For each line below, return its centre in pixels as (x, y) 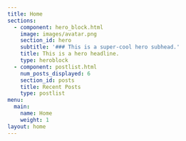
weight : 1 (35, 120)
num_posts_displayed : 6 (56, 73)
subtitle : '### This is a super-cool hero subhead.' (100, 47)
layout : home (27, 126)
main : (22, 107)
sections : (22, 21)
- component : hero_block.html (58, 27)
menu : (15, 100)
